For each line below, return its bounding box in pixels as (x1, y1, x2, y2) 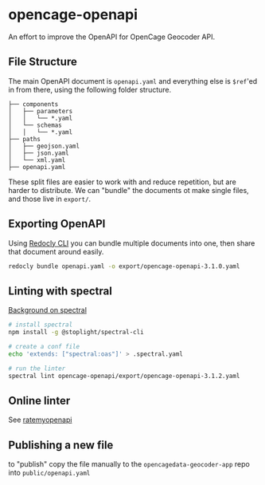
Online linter (8, 393, 71, 408)
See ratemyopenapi (8, 415, 72, 424)
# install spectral (8, 321, 73, 329)
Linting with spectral (8, 284, 113, 298)
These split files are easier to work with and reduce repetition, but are (8, 177, 236, 187)
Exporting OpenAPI (8, 217, 106, 231)
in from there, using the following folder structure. (8, 85, 172, 94)
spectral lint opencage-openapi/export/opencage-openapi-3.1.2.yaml (8, 372, 240, 380)
